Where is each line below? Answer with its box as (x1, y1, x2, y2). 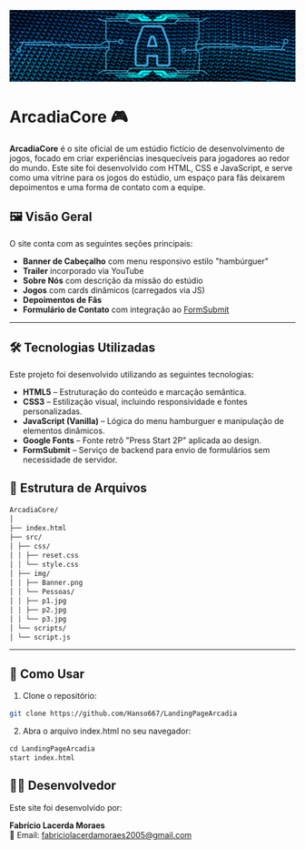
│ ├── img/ (9, 570, 51, 579)
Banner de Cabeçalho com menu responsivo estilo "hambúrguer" (22, 256, 270, 267)
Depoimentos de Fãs (22, 294, 103, 305)
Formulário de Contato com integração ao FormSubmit (22, 304, 230, 315)
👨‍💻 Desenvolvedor (9, 778, 116, 793)
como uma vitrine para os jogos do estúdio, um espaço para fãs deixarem (9, 172, 286, 183)
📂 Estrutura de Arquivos (9, 480, 148, 496)
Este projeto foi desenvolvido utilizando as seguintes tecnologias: (9, 369, 254, 379)
